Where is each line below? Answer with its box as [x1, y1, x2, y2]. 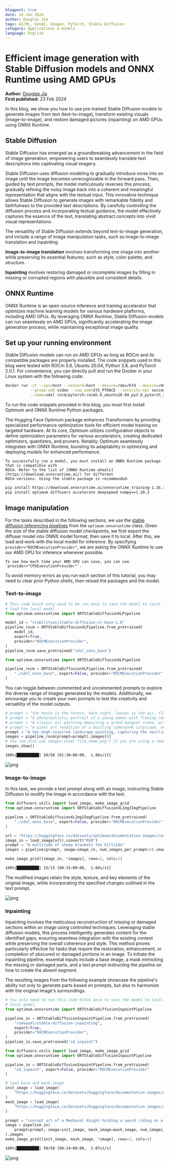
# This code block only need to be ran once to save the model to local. [5, 601, 163, 606]
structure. [5, 259, 26, 265]
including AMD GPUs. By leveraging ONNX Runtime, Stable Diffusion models [5, 313, 164, 319]
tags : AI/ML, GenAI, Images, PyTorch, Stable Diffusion [5, 21, 125, 27]
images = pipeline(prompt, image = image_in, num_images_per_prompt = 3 [5, 847, 152, 852]
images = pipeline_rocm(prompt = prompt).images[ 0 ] [5, 734, 112, 739]
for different [83, 472, 114, 477]
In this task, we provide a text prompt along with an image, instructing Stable [5, 786, 164, 792]
